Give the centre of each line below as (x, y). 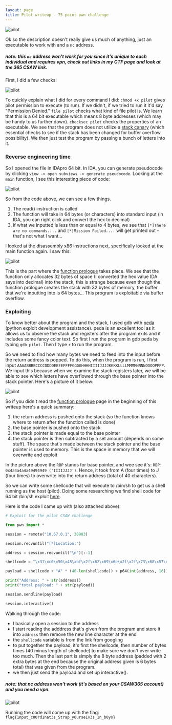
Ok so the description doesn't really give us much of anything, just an (79, 39)
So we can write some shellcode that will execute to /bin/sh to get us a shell (85, 486)
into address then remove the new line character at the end (74, 634)
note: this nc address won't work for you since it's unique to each (76, 56)
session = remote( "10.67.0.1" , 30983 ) (47, 534)
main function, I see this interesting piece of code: (58, 179)
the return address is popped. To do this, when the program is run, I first (81, 360)
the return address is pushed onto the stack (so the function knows (84, 417)
